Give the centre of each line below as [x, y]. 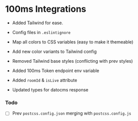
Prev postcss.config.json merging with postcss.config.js [72, 113]
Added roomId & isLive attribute [45, 80]
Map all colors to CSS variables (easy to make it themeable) [73, 42]
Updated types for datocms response [50, 89]
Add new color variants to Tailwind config [54, 51]
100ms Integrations [46, 9]
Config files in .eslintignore [41, 32]
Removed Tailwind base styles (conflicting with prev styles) [72, 61]
